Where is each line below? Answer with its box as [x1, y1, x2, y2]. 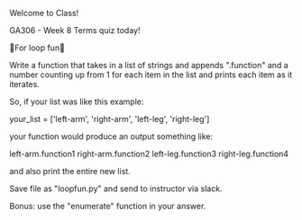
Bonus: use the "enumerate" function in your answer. [9, 201, 206, 211]
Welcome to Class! [9, 8, 79, 18]
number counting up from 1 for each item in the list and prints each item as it [9, 69, 293, 80]
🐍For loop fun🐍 [9, 42, 66, 53]
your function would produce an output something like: [9, 131, 214, 142]
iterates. [9, 79, 41, 89]
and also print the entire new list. [9, 166, 131, 176]
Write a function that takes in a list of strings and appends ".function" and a [9, 60, 288, 70]
